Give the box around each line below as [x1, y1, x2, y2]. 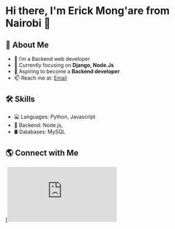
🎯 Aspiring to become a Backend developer [13, 68, 120, 74]
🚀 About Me [5, 40, 49, 50]
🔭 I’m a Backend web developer [13, 56, 90, 62]
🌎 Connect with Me [5, 148, 79, 158]
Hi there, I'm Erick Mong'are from [5, 4, 170, 18]
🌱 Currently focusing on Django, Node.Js [13, 61, 114, 69]
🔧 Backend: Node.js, [13, 121, 63, 128]
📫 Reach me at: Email [13, 74, 68, 81]
